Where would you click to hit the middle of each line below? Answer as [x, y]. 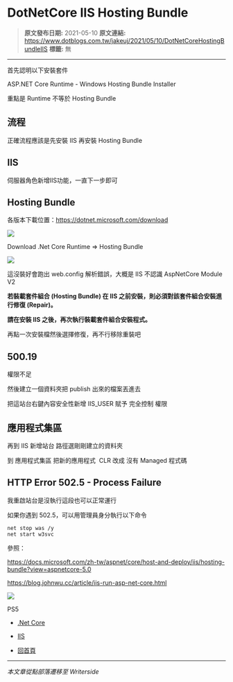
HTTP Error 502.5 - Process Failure [84, 483]
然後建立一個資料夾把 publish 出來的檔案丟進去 [74, 389]
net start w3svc [31, 534]
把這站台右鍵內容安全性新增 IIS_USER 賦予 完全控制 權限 [87, 404]
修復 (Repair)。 [35, 305]
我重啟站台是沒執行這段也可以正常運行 [62, 500]
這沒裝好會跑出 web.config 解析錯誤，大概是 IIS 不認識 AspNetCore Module [115, 274]
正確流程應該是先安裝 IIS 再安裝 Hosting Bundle [75, 140]
